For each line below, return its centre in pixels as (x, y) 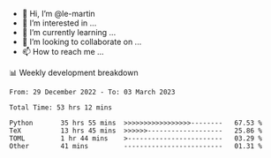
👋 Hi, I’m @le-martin (58, 14)
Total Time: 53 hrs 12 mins (61, 108)
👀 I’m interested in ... (59, 23)
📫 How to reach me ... (63, 52)
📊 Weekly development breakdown (74, 72)
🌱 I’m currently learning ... (69, 32)
